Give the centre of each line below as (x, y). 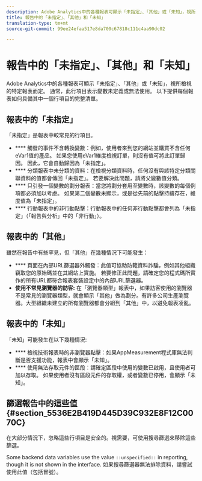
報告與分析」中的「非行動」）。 (68, 216)
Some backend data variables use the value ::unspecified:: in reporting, (97, 457)
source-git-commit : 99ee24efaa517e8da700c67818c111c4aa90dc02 (86, 29)
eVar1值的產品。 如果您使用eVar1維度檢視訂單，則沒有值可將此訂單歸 (100, 155)
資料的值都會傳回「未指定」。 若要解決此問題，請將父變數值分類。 (101, 178)
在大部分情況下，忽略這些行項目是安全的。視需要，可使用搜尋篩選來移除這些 (101, 438)
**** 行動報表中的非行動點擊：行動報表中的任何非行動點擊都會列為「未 (103, 208)
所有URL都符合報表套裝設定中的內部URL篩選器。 (86, 280)
